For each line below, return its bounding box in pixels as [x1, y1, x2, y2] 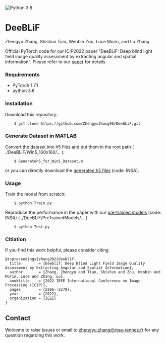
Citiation [5, 236, 26, 243]
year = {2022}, [9, 291, 58, 297]
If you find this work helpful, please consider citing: [5, 247, 110, 253]
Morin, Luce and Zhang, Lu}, [5, 274, 65, 279]
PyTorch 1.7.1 [12, 83, 38, 88]
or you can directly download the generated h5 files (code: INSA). [5, 167, 140, 173]
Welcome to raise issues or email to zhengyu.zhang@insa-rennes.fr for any [5, 327, 160, 333]
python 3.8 [12, 87, 35, 94]
